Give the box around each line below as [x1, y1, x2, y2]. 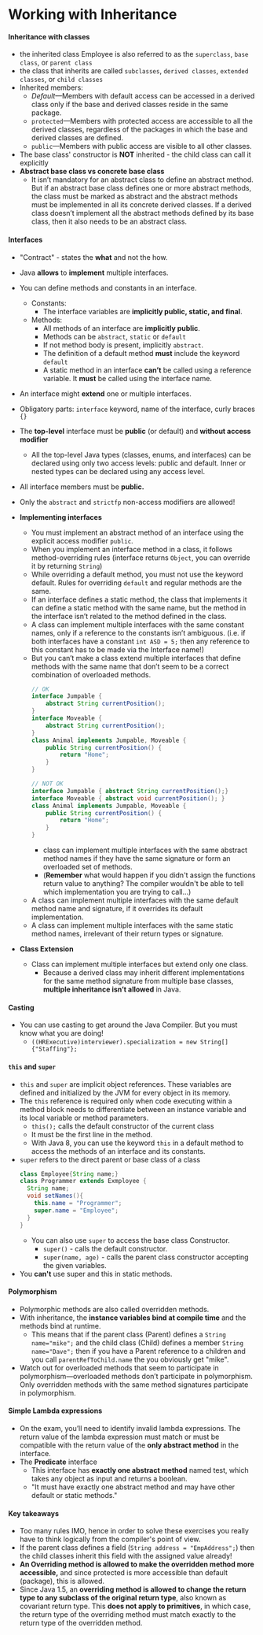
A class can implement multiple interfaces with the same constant [31, 620, 245, 629]
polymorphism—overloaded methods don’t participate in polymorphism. [19, 1371, 253, 1381]
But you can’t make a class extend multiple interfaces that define [31, 653, 241, 662]
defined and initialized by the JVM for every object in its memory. [19, 1088, 231, 1097]
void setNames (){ [27, 1192, 84, 1200]
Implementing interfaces [19, 512, 102, 521]
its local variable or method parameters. [19, 1113, 149, 1122]
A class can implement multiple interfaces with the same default [31, 895, 239, 905]
